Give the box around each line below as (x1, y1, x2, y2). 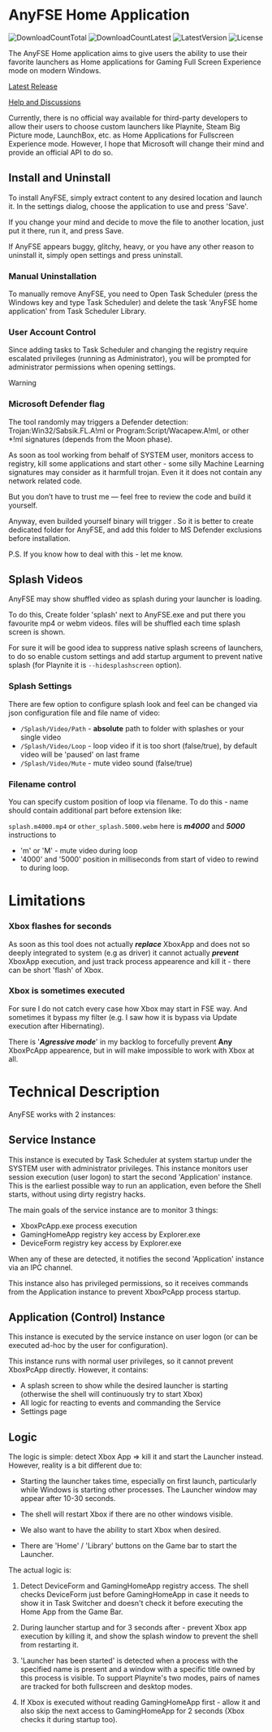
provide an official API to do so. (8, 147, 114, 157)
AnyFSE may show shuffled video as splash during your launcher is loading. (8, 594, 262, 604)
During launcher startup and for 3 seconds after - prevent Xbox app (19, 1623, 248, 1633)
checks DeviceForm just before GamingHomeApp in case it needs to (19, 1590, 249, 1599)
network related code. (8, 476, 83, 486)
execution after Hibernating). (8, 1021, 105, 1031)
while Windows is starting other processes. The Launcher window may (19, 1485, 257, 1494)
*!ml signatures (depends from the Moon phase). (8, 434, 173, 444)
